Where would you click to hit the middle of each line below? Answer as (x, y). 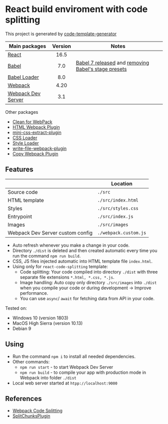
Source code (23, 192)
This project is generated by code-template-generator (61, 34)
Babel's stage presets (101, 69)
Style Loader (25, 143)
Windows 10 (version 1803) (40, 318)
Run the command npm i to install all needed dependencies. (74, 356)
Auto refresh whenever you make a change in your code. (71, 245)
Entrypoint (20, 217)
